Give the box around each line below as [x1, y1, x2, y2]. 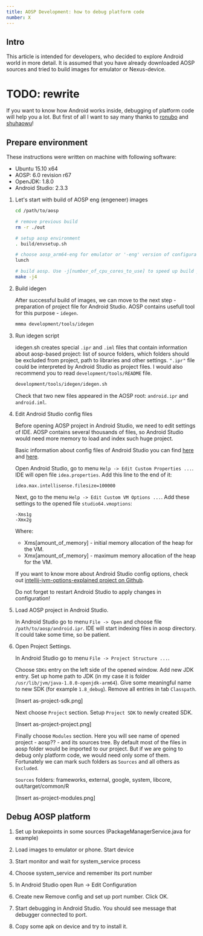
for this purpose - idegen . [14, 309, 79, 316]
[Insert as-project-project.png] [14, 720, 92, 727]
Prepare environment [6, 137, 88, 148]
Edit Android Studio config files [14, 410, 92, 417]
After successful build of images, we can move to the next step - [14, 296, 176, 304]
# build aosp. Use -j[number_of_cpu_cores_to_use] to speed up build [14, 268, 195, 275]
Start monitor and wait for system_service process [14, 857, 141, 865]
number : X [6, 15, 31, 21]
